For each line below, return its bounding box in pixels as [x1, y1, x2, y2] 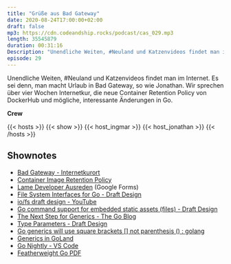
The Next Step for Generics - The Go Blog [16, 212, 136, 221]
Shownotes [7, 150, 57, 162]
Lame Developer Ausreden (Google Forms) [16, 183, 139, 191]
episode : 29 [7, 55, 41, 62]
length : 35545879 [7, 36, 57, 43]
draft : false [7, 23, 45, 30]
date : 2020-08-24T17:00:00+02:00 [7, 17, 103, 23]
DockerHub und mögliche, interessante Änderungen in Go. [7, 96, 173, 104]
